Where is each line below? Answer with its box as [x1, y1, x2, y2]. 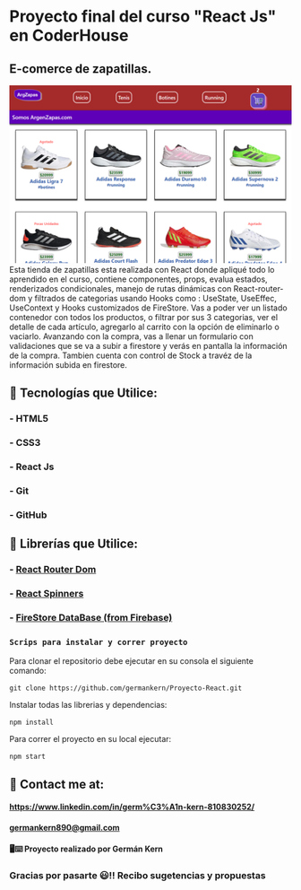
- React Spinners [9, 588, 84, 600]
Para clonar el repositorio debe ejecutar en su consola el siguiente [9, 656, 254, 667]
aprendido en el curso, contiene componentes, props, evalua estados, [9, 274, 268, 284]
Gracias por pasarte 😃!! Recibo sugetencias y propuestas [9, 868, 266, 881]
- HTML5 [9, 413, 49, 425]
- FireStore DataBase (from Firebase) [9, 612, 173, 624]
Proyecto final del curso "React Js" [9, 6, 277, 27]
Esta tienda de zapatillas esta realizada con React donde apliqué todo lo [9, 264, 275, 275]
